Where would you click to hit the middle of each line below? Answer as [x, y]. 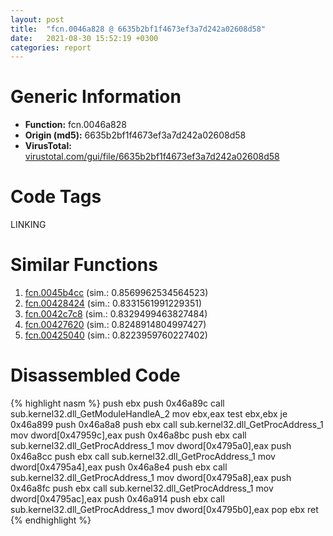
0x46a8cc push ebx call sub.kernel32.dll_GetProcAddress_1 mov [143, 456]
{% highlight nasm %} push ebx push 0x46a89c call [117, 403]
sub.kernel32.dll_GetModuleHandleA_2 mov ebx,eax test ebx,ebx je [149, 414]
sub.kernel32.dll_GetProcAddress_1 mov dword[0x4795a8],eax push [151, 477]
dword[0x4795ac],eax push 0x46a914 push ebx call [117, 499]
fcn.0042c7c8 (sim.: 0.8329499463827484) [116, 314]
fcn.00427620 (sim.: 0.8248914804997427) [115, 325]
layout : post [37, 19]
